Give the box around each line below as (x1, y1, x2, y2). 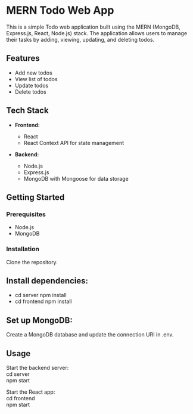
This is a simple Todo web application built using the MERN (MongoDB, (6, 23, 180, 30)
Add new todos (14, 69, 52, 76)
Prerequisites (6, 210, 46, 218)
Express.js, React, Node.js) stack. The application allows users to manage (6, 29, 188, 36)
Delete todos (14, 88, 46, 95)
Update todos (14, 82, 49, 89)
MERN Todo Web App (6, 4, 114, 17)
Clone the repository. (6, 258, 58, 265)
